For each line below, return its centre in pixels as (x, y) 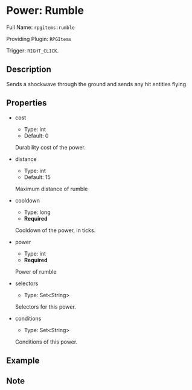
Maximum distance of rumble (51, 189)
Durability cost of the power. (50, 147)
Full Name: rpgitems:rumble (40, 27)
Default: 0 (36, 136)
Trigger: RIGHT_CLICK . (33, 50)
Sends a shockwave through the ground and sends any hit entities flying (96, 84)
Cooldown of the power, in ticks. (55, 230)
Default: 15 (37, 177)
